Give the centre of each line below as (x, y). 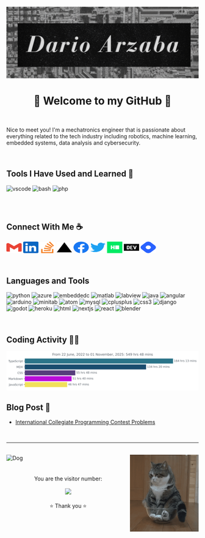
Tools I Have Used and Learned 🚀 (70, 174)
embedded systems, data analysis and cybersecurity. (74, 143)
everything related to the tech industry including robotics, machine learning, (102, 136)
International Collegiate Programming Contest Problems (85, 422)
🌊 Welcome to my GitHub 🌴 (103, 101)
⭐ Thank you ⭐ (68, 506)
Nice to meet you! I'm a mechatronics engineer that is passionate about (96, 130)
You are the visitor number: (68, 479)
